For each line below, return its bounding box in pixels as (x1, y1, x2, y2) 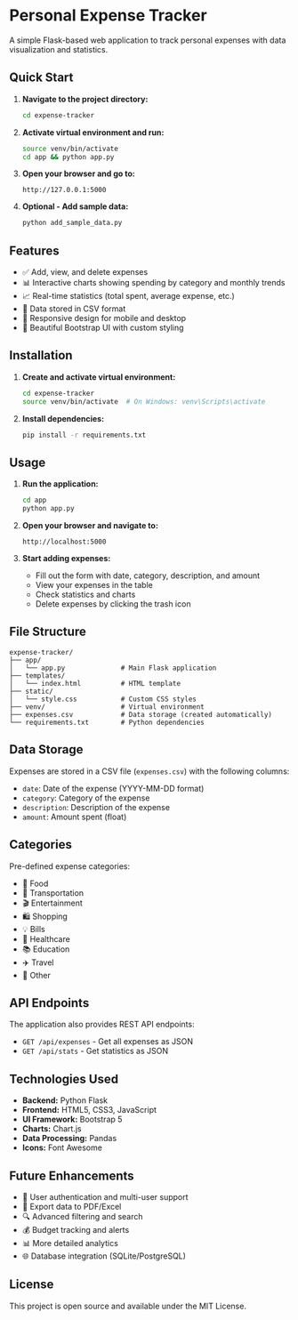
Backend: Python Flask (21, 1095, 109, 1106)
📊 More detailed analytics (21, 1237, 118, 1248)
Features (9, 243, 60, 258)
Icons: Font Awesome (21, 1142, 102, 1153)
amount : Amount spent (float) (21, 811, 127, 822)
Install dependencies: (21, 413, 105, 423)
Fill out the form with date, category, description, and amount (35, 570, 261, 581)
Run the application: (21, 479, 100, 489)
